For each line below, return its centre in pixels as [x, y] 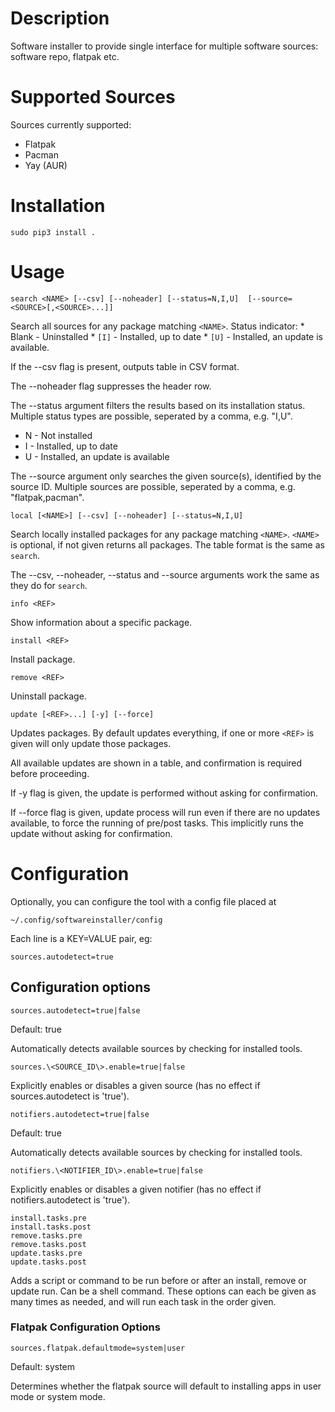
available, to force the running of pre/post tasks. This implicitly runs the [157, 823]
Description [60, 18]
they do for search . [49, 585]
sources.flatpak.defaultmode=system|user [98, 1348]
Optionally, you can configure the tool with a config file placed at [143, 901]
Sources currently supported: [71, 124]
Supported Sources [93, 97]
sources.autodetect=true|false [75, 1010]
